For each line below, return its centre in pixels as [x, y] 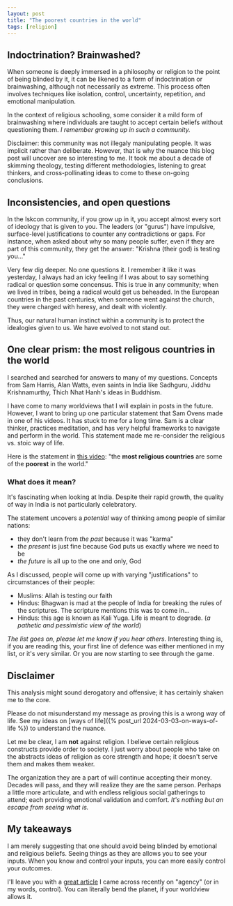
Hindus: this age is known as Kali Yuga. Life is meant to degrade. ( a [114, 618]
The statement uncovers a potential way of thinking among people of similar [116, 518]
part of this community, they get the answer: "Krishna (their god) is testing [114, 249]
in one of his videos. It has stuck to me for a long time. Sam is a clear [106, 420]
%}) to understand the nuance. [62, 728]
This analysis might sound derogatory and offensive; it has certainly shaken [115, 692]
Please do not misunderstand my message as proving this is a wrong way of [116, 713]
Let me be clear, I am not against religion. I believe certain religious [103, 741]
